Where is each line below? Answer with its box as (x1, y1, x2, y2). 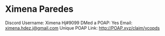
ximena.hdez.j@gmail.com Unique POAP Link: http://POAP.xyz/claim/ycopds (5, 25, 160, 31)
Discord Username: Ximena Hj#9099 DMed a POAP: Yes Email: (5, 20, 133, 26)
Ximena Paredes (5, 3, 74, 15)
